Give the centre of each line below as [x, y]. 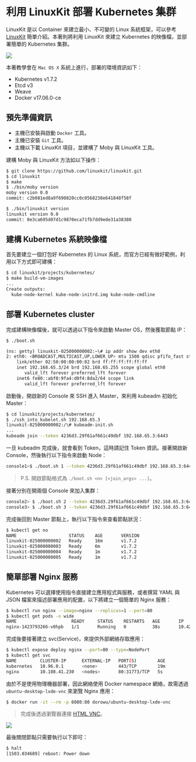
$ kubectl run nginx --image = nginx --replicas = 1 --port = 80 [79, 610]
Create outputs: [26, 289]
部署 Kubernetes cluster [50, 315]
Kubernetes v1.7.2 [36, 79]
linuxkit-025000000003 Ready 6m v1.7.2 [71, 547]
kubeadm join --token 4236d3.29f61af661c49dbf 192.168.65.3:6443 [87, 436]
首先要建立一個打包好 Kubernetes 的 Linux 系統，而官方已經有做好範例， [93, 255]
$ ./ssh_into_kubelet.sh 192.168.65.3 [53, 420]
